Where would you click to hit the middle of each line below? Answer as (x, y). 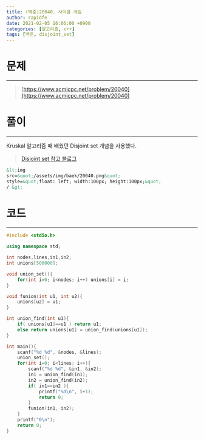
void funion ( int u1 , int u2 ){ (45, 296)
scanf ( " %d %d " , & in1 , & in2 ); (65, 369)
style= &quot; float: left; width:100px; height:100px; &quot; (84, 181)
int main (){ (21, 347)
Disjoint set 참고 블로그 (49, 159)
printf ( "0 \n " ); (36, 420)
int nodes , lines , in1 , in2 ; (39, 258)
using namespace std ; (34, 246)
